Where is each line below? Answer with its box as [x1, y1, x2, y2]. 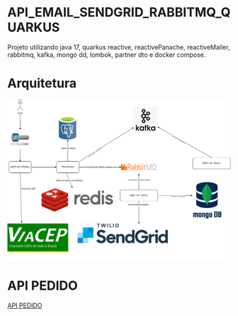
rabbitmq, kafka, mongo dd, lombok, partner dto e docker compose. [7, 50, 206, 59]
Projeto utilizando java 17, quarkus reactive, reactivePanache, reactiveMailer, [7, 43, 230, 51]
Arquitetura [7, 75, 76, 92]
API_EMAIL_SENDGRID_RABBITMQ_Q [7, 4, 231, 21]
